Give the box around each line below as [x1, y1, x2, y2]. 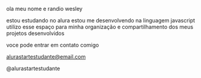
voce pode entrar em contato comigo [6, 42, 99, 48]
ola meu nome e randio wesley [6, 5, 83, 12]
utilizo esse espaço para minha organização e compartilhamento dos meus [6, 24, 194, 30]
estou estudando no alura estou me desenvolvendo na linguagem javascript [6, 17, 196, 24]
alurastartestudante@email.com [6, 53, 86, 60]
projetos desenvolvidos [6, 30, 65, 37]
